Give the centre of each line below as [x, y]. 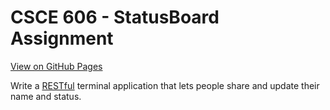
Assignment [62, 38]
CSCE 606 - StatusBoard [115, 17]
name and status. [46, 96]
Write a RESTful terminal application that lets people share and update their [165, 85]
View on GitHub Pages [56, 66]
